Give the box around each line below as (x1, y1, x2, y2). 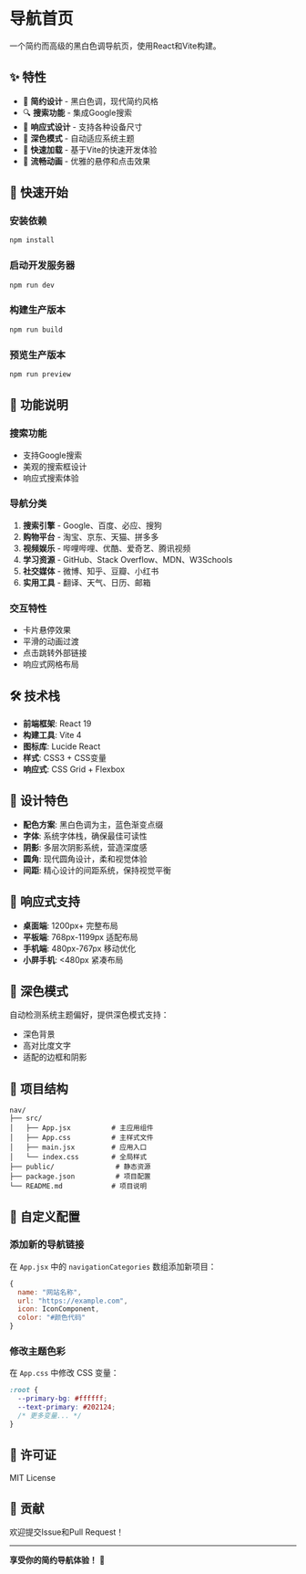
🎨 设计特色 (9, 793, 68, 808)
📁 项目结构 (9, 1081, 68, 1096)
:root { (9, 1386, 39, 1395)
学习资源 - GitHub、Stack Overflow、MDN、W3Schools (22, 554, 233, 565)
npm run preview (9, 369, 71, 379)
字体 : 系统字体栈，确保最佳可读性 (22, 830, 148, 841)
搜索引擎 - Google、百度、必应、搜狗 (22, 520, 162, 531)
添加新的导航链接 (9, 1239, 85, 1252)
